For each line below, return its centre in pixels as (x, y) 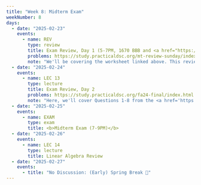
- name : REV (37, 39)
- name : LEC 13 (41, 78)
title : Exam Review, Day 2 (61, 90)
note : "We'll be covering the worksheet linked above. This (104, 61)
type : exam (41, 123)
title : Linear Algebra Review (65, 156)
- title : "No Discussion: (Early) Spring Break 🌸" (86, 173)
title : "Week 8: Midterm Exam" (45, 12)
